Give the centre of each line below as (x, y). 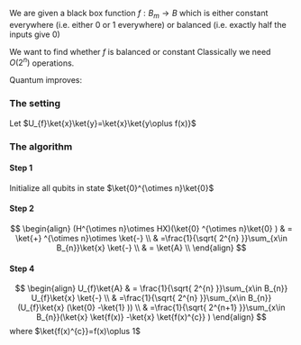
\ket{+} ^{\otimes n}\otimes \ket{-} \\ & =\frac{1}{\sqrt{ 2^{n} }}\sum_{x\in (151, 239)
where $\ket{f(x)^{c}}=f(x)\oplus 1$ (75, 331)
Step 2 (22, 209)
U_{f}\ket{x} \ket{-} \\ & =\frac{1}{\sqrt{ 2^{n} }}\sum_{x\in (138, 298)
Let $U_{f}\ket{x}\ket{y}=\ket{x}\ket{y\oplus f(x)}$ (103, 123)
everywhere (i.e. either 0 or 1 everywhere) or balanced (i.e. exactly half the (148, 24)
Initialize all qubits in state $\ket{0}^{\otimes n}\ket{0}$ (112, 187)
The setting (35, 104)
